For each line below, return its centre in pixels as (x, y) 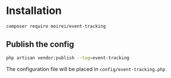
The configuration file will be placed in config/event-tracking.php (86, 69)
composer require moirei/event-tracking (56, 26)
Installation (34, 11)
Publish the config (40, 45)
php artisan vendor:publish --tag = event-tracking (68, 58)
